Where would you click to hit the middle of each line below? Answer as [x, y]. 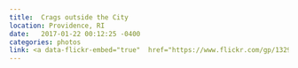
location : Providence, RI [57, 26]
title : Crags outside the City [69, 17]
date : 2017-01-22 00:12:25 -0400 [75, 34]
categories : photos [45, 42]
